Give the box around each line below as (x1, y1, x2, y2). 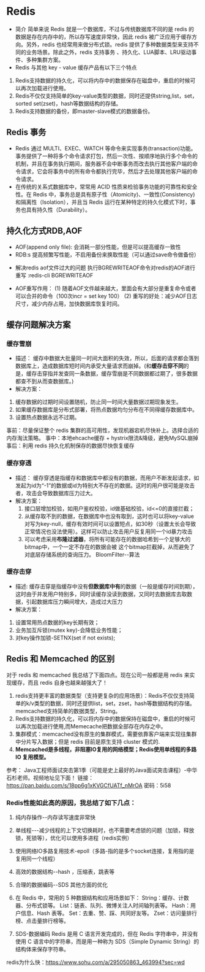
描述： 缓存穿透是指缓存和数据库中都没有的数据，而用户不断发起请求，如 (15, 474, 199, 481)
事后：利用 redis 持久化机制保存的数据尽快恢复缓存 (6, 442, 135, 449)
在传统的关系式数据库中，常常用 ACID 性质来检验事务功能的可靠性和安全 (15, 183, 198, 190)
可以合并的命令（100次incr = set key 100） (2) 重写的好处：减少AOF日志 (15, 292, 198, 299)
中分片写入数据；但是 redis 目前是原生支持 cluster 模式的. (15, 738, 160, 745)
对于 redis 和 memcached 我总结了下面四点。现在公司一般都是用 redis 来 (6, 671, 190, 679)
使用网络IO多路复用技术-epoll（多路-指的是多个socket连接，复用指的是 (15, 847, 195, 854)
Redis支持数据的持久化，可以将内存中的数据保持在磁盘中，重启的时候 (15, 715, 191, 722)
